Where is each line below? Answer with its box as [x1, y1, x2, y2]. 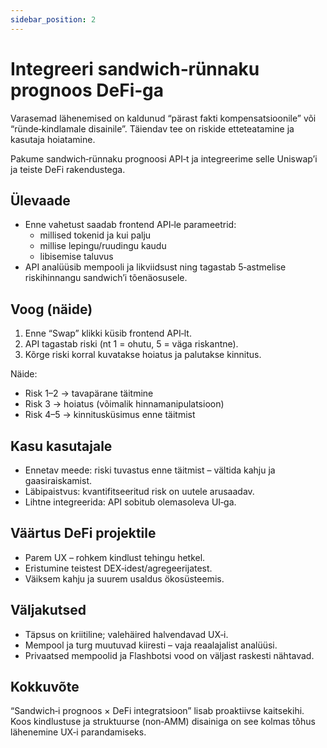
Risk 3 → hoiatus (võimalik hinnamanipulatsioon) [24, 398, 225, 410]
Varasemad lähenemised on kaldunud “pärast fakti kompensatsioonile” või [10, 112, 317, 124]
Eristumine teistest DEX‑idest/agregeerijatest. [24, 562, 213, 574]
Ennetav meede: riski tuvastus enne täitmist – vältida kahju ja [24, 464, 276, 476]
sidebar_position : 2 [10, 14, 97, 25]
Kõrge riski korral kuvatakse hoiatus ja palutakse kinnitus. [24, 349, 262, 361]
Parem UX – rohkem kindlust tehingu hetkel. [24, 551, 206, 563]
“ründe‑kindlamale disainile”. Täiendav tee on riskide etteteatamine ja [10, 122, 295, 135]
